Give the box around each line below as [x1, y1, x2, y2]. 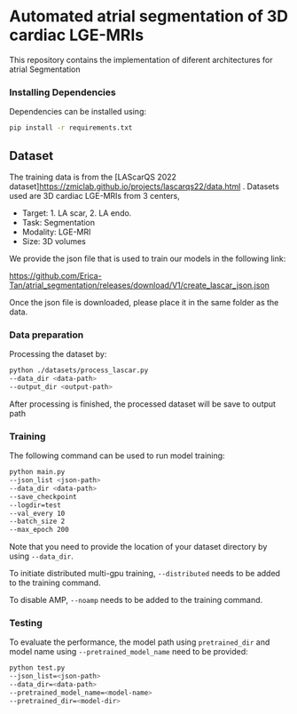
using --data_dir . [9, 551, 74, 561]
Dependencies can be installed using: [9, 107, 146, 117]
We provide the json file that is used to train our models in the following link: [9, 253, 286, 264]
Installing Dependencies [9, 86, 117, 99]
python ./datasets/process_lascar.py [9, 366, 149, 375]
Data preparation [9, 329, 84, 341]
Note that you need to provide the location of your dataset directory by [9, 542, 268, 552]
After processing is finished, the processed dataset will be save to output [9, 398, 277, 409]
